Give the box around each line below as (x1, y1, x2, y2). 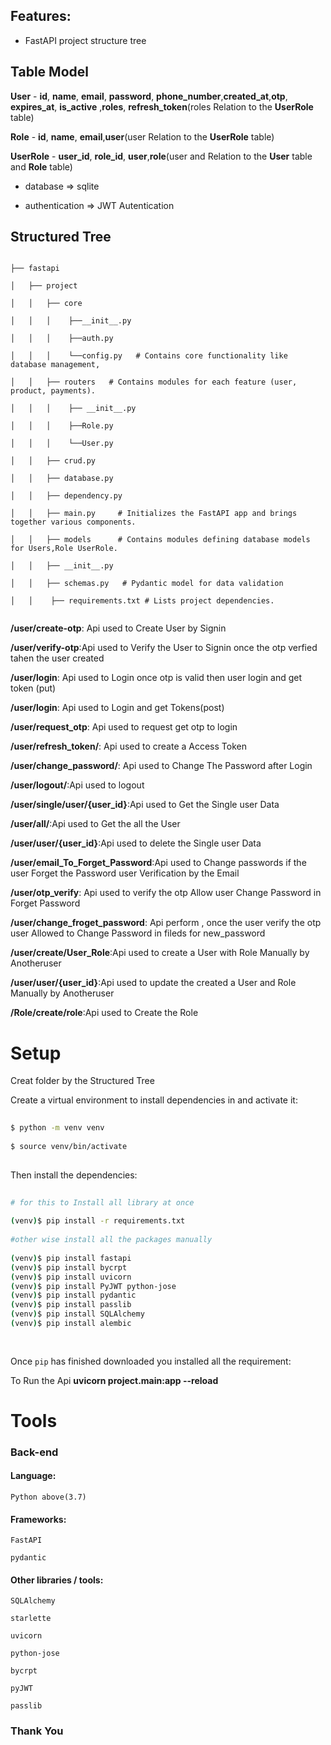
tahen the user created (10, 652, 105, 664)
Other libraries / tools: (10, 1574, 104, 1586)
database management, (10, 360, 101, 370)
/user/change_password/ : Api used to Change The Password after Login (10, 760, 313, 772)
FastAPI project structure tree (24, 34, 147, 46)
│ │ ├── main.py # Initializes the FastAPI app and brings (10, 509, 298, 519)
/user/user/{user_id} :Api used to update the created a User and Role (10, 977, 297, 989)
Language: (10, 1470, 57, 1482)
